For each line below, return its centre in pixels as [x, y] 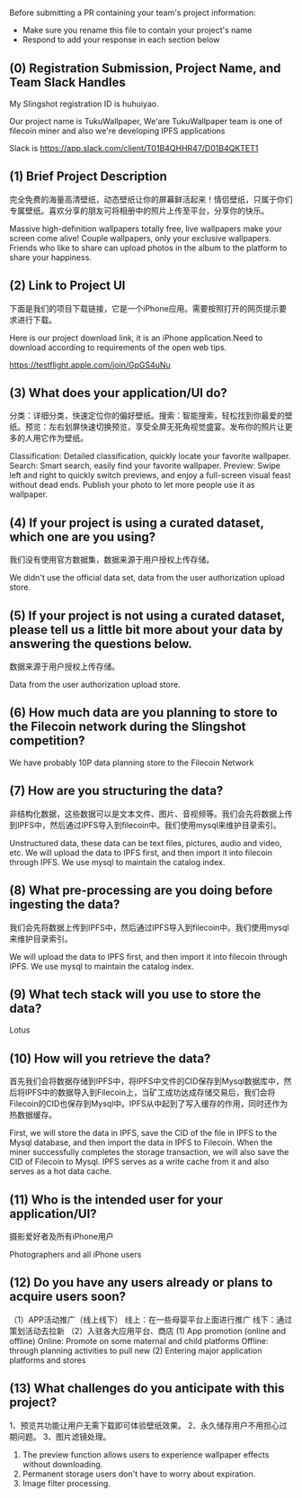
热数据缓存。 [33, 1115]
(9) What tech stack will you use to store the [135, 994]
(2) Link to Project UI [67, 286]
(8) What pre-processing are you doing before [141, 891]
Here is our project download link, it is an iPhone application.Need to [136, 338]
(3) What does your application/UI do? [118, 393]
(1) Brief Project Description [89, 177]
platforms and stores [48, 1360]
